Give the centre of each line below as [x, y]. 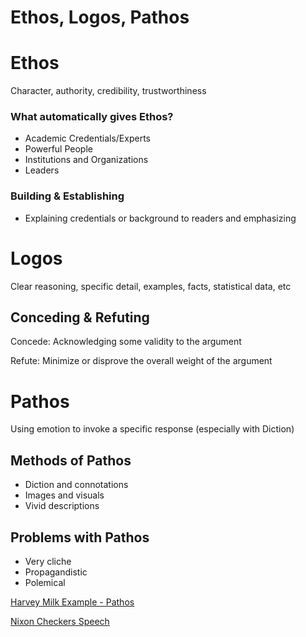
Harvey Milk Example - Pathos [72, 602]
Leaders [42, 170]
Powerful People [58, 149]
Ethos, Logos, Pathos [100, 17]
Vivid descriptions [62, 506]
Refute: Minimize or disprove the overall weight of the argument [141, 361]
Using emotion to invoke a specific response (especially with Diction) [152, 429]
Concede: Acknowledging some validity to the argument [126, 342]
